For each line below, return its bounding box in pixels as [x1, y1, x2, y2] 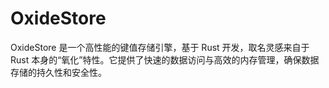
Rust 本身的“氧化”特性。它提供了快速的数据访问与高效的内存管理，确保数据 [10, 53, 320, 66]
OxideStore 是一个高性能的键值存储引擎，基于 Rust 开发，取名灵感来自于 [10, 41, 310, 53]
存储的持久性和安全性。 [10, 66, 107, 78]
